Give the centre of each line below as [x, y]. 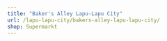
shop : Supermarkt [32, 26]
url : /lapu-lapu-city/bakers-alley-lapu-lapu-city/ [83, 20]
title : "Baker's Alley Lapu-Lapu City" [65, 14]
